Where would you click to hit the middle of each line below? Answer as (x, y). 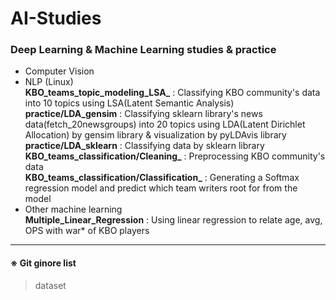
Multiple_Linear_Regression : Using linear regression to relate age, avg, (173, 220)
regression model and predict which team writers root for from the (161, 188)
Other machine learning (73, 209)
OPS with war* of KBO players (87, 231)
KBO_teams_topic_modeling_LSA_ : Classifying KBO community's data (172, 93)
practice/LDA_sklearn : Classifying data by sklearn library (144, 146)
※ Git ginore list (43, 263)
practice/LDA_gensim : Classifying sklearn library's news (143, 114)
